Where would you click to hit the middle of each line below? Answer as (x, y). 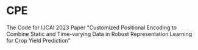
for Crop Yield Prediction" (39, 40)
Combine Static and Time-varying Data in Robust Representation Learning (99, 34)
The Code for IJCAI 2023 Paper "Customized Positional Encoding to (92, 27)
